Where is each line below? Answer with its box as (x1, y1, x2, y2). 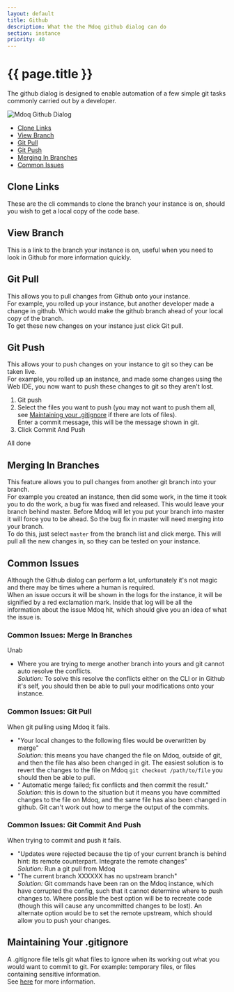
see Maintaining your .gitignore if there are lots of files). (17, 411, 178, 419)
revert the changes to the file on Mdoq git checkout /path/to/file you (17, 765, 223, 774)
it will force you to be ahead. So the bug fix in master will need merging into (7, 515, 224, 523)
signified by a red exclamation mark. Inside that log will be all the (7, 598, 193, 606)
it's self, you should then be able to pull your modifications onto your (17, 682, 214, 691)
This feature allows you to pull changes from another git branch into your (7, 478, 217, 486)
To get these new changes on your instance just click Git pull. (7, 322, 184, 330)
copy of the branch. (7, 314, 64, 322)
